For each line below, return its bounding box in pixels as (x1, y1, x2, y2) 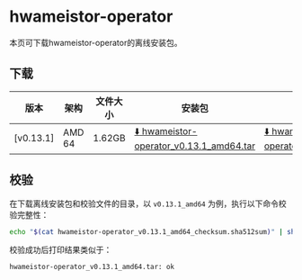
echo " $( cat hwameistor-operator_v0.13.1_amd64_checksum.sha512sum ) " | (9, 227, 283, 236)
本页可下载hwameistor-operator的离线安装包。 (9, 37, 182, 48)
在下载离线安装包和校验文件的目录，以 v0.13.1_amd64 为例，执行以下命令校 (9, 198, 287, 209)
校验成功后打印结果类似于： (9, 245, 112, 256)
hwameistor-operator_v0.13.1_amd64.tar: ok (9, 263, 175, 272)
